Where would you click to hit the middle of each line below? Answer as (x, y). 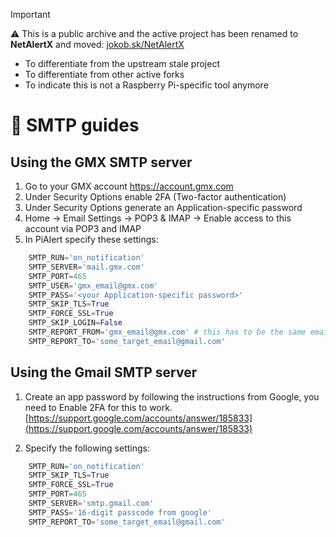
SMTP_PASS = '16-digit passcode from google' (120, 512)
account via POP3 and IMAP (83, 228)
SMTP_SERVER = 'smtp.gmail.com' (91, 504)
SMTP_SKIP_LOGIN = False (75, 323)
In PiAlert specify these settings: (91, 239)
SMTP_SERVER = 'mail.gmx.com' (86, 267)
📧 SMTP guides (75, 125)
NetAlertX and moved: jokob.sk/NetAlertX (97, 44)
